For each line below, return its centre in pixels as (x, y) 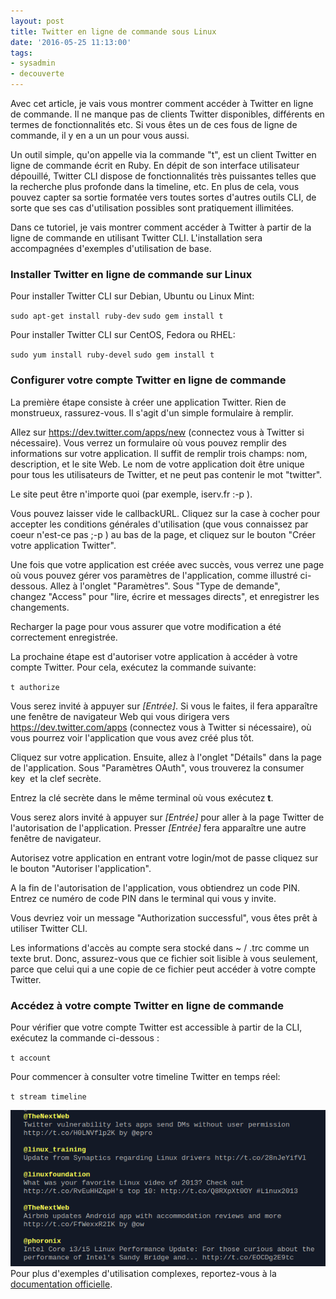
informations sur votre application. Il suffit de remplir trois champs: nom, (159, 453)
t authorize (35, 687)
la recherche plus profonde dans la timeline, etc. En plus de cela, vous (155, 186)
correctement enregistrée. (64, 637)
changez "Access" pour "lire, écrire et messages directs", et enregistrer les (165, 596)
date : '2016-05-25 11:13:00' (71, 42)
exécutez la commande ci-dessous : (85, 1037)
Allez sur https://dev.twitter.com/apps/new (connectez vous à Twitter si (157, 432)
